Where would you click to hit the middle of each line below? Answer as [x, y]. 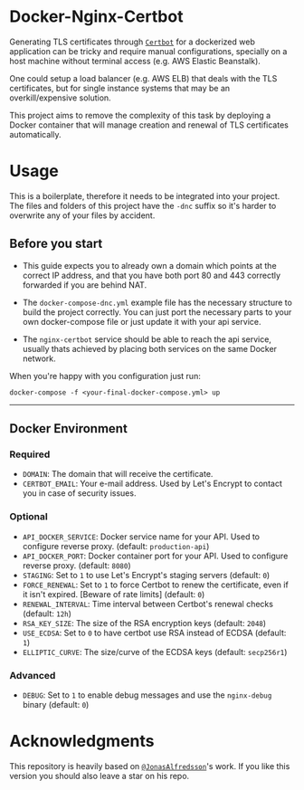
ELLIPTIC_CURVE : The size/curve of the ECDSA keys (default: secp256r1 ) [155, 652]
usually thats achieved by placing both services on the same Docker [150, 348]
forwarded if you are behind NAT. [85, 285]
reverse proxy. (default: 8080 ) [76, 565]
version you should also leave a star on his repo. [100, 776]
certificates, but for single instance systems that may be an [120, 88]
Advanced [33, 675]
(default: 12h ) [47, 614]
